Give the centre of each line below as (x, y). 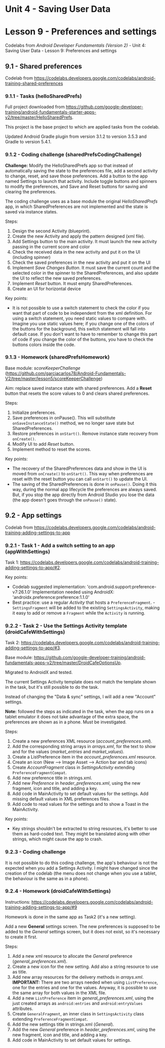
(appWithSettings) (28, 551)
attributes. (23, 1008)
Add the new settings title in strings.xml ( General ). (63, 1024)
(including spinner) (31, 257)
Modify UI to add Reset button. (43, 444)
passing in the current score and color (51, 247)
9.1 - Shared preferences (44, 66)
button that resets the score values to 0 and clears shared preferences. (77, 393)
